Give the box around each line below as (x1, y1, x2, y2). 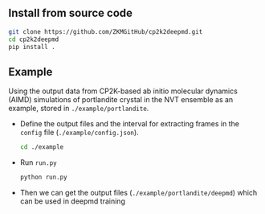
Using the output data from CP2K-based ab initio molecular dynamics (8, 86, 238, 96)
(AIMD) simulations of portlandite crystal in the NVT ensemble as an (8, 95, 234, 105)
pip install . (8, 43, 56, 51)
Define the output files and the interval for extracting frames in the (19, 119, 239, 129)
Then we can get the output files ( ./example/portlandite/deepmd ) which (19, 188, 258, 197)
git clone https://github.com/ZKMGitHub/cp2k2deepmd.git (8, 27, 203, 35)
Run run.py (19, 158, 58, 167)
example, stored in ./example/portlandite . (8, 104, 149, 113)
